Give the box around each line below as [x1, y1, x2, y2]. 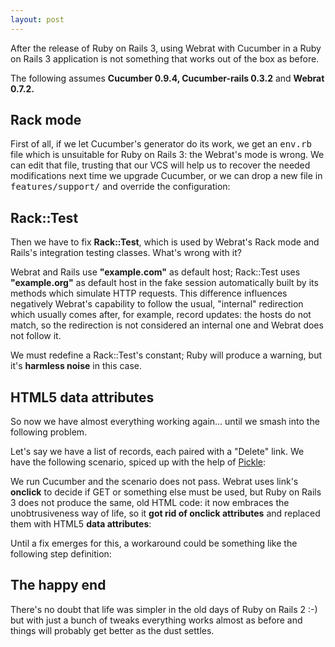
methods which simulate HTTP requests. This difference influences [10, 287, 288, 300]
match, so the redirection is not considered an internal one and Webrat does [10, 319, 324, 331]
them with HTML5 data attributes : [10, 518, 152, 530]
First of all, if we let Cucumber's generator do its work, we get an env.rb [10, 138, 312, 150]
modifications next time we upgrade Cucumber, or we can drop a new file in [10, 170, 323, 182]
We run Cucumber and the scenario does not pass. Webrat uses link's [10, 476, 299, 488]
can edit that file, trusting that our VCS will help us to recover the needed [10, 159, 311, 171]
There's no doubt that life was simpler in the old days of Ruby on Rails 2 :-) [10, 603, 318, 615]
